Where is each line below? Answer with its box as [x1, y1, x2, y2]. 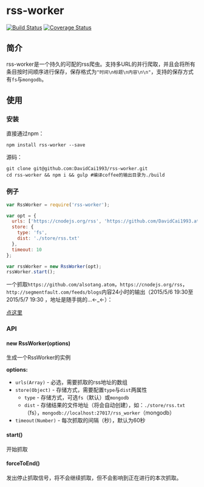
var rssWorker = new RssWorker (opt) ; [6, 263, 102, 269]
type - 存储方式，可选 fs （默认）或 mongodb [24, 394, 129, 401]
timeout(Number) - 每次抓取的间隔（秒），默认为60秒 [15, 417, 146, 424]
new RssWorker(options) [6, 339, 71, 347]
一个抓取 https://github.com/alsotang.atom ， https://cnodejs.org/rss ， [6, 281, 188, 288]
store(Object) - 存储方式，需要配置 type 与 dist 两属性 [15, 386, 148, 394]
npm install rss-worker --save [6, 142, 86, 148]
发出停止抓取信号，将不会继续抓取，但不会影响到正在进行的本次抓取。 [6, 474, 182, 482]
